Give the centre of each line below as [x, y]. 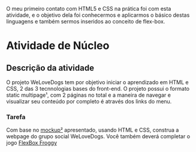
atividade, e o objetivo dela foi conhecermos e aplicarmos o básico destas [98, 15]
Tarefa [16, 117]
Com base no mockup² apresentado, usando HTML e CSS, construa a [93, 130]
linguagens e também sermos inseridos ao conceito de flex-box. [86, 21]
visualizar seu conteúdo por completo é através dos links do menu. [89, 101]
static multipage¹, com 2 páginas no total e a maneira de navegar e [88, 95]
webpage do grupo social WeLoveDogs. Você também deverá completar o [98, 136]
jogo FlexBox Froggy [31, 143]
